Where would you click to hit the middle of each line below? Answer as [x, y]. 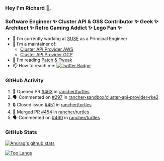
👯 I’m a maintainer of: [34, 44]
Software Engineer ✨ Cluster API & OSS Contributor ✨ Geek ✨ [82, 21]
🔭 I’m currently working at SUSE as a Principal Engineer [70, 39]
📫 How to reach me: [34, 66]
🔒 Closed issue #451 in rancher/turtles [52, 104]
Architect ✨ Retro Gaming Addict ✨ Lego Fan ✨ [64, 28]
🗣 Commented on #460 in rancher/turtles [56, 117]
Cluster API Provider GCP [46, 55]
